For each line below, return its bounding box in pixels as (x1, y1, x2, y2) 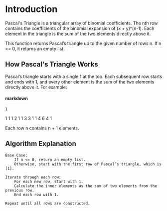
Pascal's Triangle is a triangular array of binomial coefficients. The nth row (5, 20, 158, 26)
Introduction (5, 3, 58, 15)
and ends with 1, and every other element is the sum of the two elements (5, 78, 155, 84)
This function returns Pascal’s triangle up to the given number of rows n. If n (5, 40, 162, 46)
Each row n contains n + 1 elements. (5, 125, 79, 131)
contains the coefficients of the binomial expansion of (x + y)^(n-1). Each (5, 25, 155, 31)
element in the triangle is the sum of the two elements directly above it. (5, 30, 151, 36)
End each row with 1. (14, 192, 59, 197)
